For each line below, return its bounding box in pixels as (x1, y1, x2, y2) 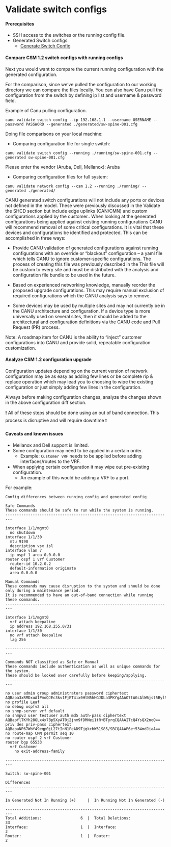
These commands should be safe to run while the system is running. (5, 508, 154, 513)
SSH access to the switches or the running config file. (12, 32, 126, 38)
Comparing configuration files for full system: (12, 173, 108, 179)
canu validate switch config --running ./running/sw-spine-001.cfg (5, 150, 152, 156)
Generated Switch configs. (12, 37, 69, 44)
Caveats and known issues (5, 431, 64, 437)
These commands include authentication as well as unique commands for (5, 664, 160, 669)
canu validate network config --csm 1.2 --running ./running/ (5, 184, 140, 189)
